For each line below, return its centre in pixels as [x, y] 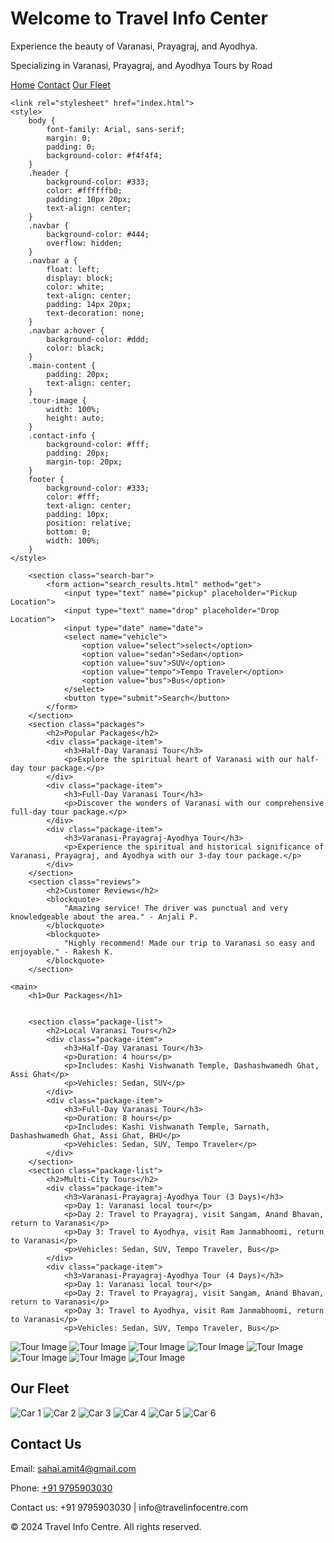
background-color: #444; [98, 234]
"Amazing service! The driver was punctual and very [175, 908]
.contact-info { [62, 435]
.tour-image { [57, 400]
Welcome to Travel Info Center [139, 18]
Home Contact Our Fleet [60, 84]
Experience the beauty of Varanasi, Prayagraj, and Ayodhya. [134, 46]
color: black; [75, 348]
